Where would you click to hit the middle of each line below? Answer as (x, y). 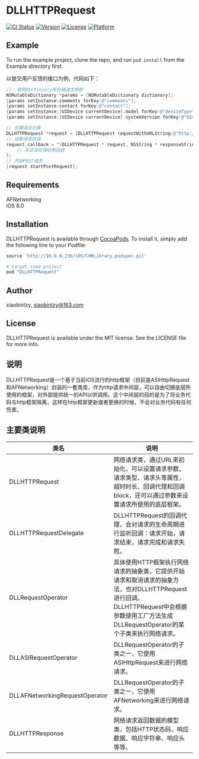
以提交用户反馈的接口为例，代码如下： (53, 78)
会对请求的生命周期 (152, 524)
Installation (27, 224)
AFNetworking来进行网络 (148, 700)
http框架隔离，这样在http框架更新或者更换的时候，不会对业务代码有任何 (104, 402)
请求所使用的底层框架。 (152, 504)
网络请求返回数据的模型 (146, 720)
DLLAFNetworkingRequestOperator (59, 695)
